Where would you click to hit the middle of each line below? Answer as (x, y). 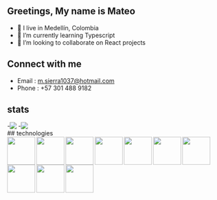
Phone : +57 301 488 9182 (54, 88)
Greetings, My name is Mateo (71, 11)
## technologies (30, 133)
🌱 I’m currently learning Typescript (66, 35)
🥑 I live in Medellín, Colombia (58, 27)
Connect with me (45, 64)
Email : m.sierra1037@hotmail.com (66, 80)
